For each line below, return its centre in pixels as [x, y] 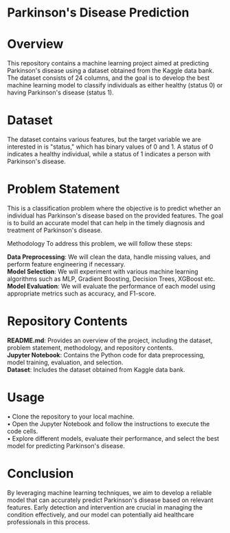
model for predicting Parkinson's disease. [66, 446]
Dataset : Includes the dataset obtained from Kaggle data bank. [96, 369]
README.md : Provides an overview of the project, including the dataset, [110, 340]
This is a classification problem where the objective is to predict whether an [114, 208]
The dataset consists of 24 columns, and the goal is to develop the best [108, 78]
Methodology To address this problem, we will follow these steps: [100, 243]
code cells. [23, 431]
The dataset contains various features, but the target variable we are [104, 140]
